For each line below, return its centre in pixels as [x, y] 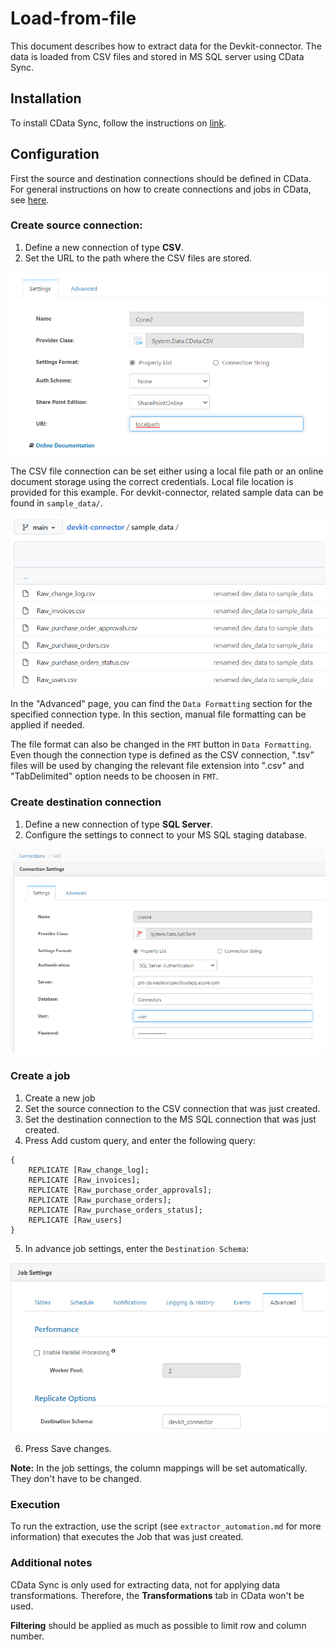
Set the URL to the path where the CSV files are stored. [138, 258]
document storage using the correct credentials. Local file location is [152, 481]
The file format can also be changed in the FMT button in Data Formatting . [161, 744]
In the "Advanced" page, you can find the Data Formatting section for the [161, 704]
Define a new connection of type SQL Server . [118, 824]
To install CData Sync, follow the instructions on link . [118, 123]
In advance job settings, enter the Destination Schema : [137, 1248]
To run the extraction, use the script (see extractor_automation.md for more [166, 1526]
